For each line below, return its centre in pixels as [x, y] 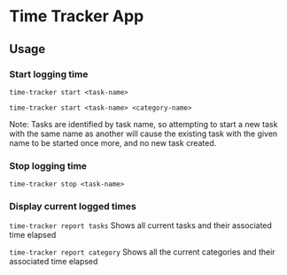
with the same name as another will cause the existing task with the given [143, 134]
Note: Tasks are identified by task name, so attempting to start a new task [143, 124]
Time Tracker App [77, 16]
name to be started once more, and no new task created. [113, 142]
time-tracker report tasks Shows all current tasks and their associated [141, 225]
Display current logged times [73, 207]
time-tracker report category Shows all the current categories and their [143, 252]
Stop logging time [48, 165]
